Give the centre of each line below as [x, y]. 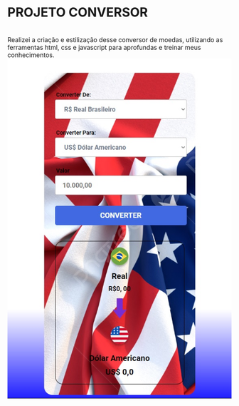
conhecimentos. [31, 55]
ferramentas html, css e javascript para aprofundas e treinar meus [104, 47]
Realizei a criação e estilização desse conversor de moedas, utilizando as [115, 39]
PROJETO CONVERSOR [78, 12]
